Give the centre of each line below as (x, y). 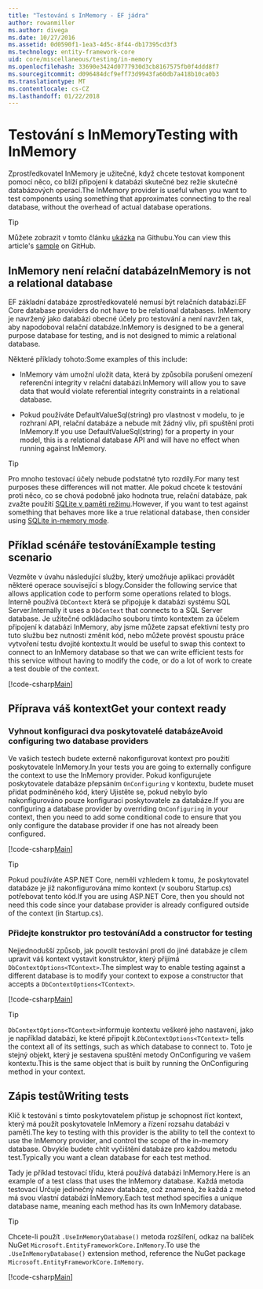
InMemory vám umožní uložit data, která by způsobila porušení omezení (136, 374)
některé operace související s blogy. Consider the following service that (123, 585)
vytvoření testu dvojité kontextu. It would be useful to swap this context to (127, 644)
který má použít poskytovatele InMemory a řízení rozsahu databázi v (119, 1124)
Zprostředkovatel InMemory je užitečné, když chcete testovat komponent (126, 173)
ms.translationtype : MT (47, 81)
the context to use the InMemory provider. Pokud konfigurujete (110, 775)
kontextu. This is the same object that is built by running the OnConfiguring (128, 1063)
